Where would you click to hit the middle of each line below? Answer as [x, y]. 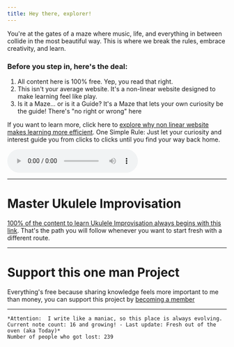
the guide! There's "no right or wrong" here [79, 111]
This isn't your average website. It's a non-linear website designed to [116, 88]
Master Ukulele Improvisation [94, 204]
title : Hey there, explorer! [49, 14]
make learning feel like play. [57, 96]
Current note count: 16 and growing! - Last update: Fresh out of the [112, 325]
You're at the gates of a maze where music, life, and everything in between [115, 33]
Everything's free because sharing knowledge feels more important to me [113, 292]
